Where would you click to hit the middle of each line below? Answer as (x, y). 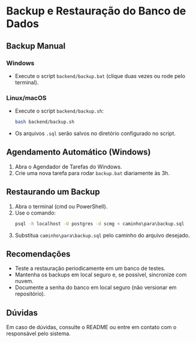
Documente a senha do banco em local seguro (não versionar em (96, 288)
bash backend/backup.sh (45, 122)
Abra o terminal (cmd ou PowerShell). (61, 206)
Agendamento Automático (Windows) (79, 152)
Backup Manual (36, 46)
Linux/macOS (26, 98)
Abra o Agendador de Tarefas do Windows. (68, 167)
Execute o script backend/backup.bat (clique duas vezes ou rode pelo (100, 76)
